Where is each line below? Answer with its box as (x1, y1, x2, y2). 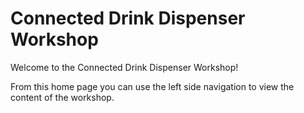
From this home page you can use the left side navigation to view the (10, 80, 295, 92)
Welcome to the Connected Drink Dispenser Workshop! (10, 61, 239, 73)
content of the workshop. (10, 91, 115, 103)
